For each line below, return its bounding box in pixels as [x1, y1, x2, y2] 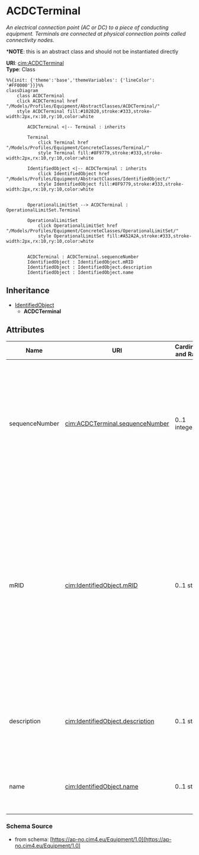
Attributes [6, 325, 44, 335]
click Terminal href [37, 140, 89, 145]
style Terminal [37, 150, 76, 156]
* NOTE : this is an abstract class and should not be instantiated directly [6, 47, 179, 55]
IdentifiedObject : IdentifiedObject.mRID [27, 259, 134, 265]
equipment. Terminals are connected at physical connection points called [6, 30, 186, 37]
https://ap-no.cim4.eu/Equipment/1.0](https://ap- [52, 835, 172, 843]
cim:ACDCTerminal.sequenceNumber [65, 419, 169, 427]
